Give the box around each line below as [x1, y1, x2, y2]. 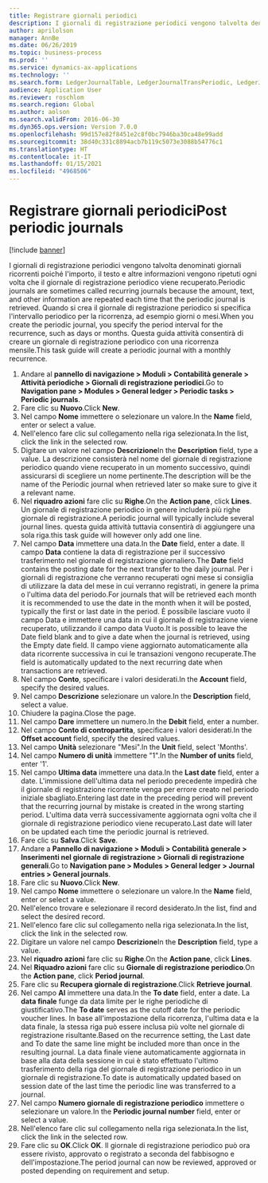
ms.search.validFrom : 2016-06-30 [9, 116, 120, 124]
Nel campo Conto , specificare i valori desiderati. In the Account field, [20, 674, 247, 684]
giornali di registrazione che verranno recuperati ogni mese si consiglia [20, 572, 254, 582]
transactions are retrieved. [20, 665, 107, 675]
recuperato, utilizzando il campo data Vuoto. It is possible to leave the [20, 623, 247, 633]
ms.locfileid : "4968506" [9, 168, 91, 175]
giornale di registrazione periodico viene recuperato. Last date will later [20, 818, 253, 828]
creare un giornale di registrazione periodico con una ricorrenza [9, 337, 219, 346]
